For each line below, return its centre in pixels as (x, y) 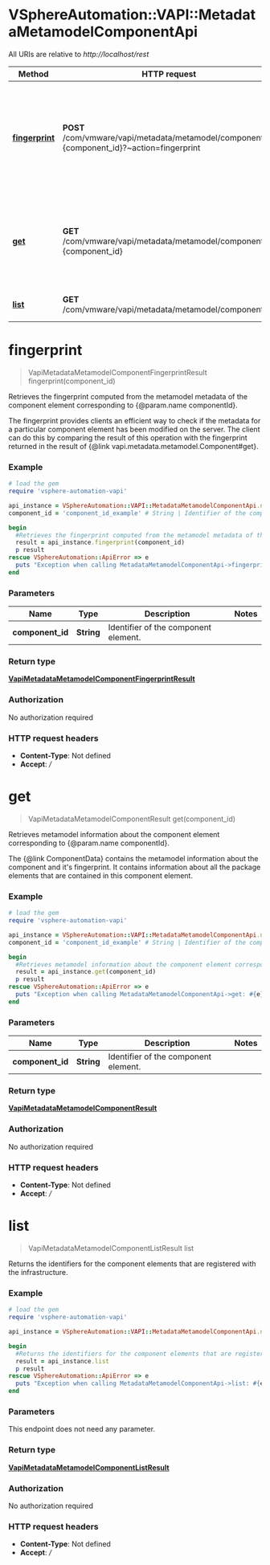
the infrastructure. (38, 1272)
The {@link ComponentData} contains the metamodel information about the (133, 858)
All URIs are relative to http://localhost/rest (79, 54)
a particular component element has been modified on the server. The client (134, 429)
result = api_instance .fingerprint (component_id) (100, 543)
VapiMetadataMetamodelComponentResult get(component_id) (131, 819)
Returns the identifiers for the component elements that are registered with (132, 1264)
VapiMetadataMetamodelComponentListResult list (111, 1248)
